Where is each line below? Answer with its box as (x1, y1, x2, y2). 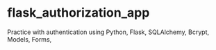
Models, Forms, (7, 35, 52, 43)
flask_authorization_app (7, 5, 150, 21)
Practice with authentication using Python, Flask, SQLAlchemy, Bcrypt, (7, 28, 210, 36)
